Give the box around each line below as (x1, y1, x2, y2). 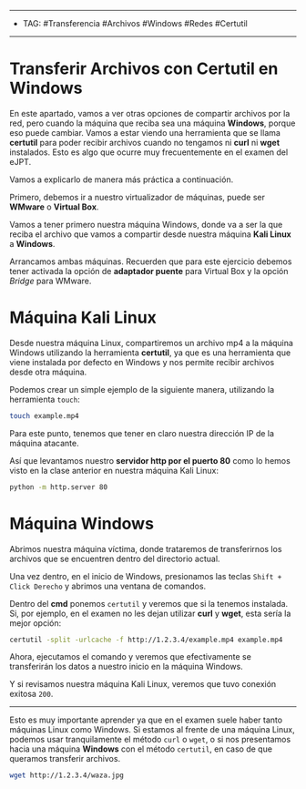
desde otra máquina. (9, 366, 87, 377)
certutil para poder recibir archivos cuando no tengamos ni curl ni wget (9, 137, 280, 148)
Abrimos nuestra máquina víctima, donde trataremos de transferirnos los (9, 543, 282, 554)
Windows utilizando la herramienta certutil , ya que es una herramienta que (9, 347, 291, 358)
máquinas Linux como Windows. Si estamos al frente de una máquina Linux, (9, 724, 295, 735)
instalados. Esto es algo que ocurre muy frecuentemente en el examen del (9, 147, 289, 158)
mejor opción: (9, 617, 62, 629)
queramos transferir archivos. (9, 753, 121, 764)
